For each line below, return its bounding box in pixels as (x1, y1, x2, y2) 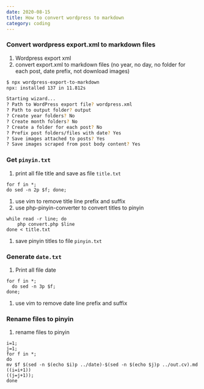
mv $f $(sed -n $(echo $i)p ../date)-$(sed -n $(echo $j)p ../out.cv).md (6, 362, 199, 368)
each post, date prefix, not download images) (15, 67, 130, 75)
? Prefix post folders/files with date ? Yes (6, 129, 122, 136)
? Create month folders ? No (6, 118, 78, 125)
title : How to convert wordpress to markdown (6, 15, 124, 21)
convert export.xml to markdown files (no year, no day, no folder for (15, 60, 186, 68)
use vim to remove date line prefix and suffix (15, 299, 128, 307)
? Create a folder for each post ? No (6, 124, 103, 130)
